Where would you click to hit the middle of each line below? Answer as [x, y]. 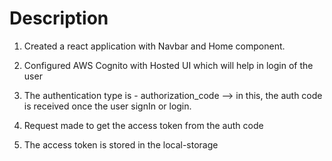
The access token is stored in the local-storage [121, 144]
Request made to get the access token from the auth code [143, 125]
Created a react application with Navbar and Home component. [154, 46]
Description [59, 18]
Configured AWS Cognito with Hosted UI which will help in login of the [168, 65]
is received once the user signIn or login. [107, 106]
